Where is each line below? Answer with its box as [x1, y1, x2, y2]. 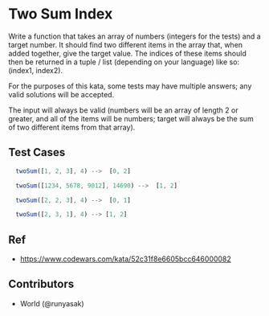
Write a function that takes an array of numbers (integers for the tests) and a [8, 31, 261, 41]
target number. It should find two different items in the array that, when [8, 39, 243, 49]
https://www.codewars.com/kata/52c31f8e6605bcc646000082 [19, 254, 231, 264]
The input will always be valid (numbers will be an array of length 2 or [8, 105, 238, 115]
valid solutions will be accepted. [8, 89, 115, 99]
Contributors [8, 277, 75, 291]
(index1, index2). [8, 65, 63, 75]
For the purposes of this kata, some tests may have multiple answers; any [8, 81, 252, 91]
